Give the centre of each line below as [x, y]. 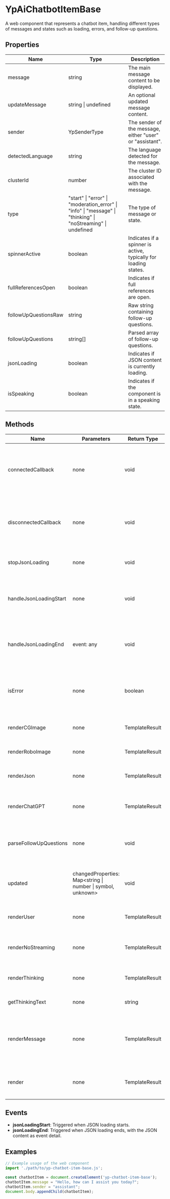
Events [16, 1112]
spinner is [140, 244]
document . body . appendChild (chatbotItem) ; [50, 1191]
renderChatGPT [27, 806]
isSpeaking [21, 393]
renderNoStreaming [31, 947]
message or [142, 213]
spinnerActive [24, 254]
